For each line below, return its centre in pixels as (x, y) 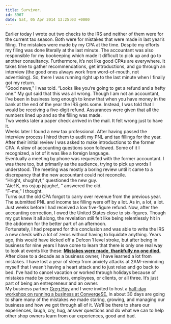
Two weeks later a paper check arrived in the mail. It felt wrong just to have (84, 121)
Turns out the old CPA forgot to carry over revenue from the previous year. (83, 196)
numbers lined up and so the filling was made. (54, 115)
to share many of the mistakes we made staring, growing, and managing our (85, 300)
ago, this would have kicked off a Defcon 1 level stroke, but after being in (81, 240)
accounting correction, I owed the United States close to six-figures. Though (85, 213)
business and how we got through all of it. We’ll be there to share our (77, 305)
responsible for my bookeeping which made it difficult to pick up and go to (83, 56)
